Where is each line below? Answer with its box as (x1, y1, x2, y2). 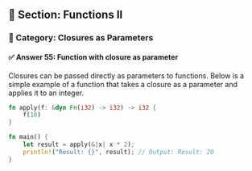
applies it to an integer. (8, 88, 85, 98)
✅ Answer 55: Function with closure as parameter (8, 52, 179, 61)
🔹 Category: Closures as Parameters (8, 32, 154, 44)
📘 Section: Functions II (8, 8, 123, 22)
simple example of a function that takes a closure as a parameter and (8, 79, 238, 89)
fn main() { (8, 133, 48, 141)
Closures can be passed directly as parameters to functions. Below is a (8, 70, 244, 81)
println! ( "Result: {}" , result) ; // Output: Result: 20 (23, 148, 215, 156)
